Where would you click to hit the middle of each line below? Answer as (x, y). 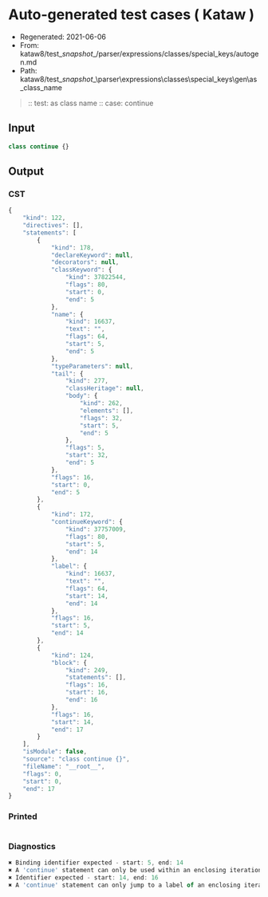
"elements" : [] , (106, 411)
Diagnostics (32, 846)
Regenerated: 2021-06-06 (63, 37)
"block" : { (69, 663)
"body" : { (81, 396)
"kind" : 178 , (72, 248)
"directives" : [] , (53, 226)
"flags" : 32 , (101, 418)
